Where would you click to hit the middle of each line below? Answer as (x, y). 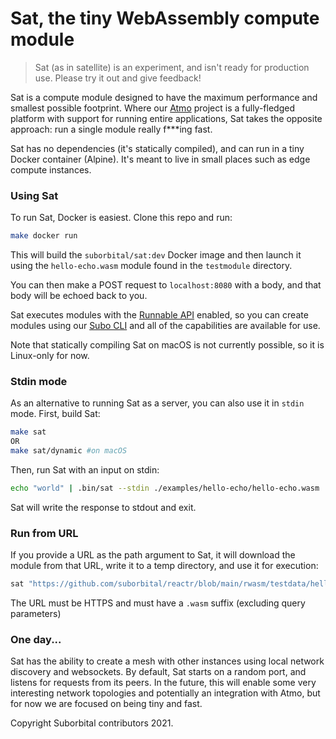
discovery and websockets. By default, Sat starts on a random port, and (158, 672)
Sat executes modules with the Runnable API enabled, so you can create (159, 315)
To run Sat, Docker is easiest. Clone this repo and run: (121, 218)
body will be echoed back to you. (79, 296)
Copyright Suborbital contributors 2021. (92, 723)
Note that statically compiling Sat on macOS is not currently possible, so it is (167, 345)
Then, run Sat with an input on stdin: (85, 470)
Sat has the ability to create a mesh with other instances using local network (167, 661)
